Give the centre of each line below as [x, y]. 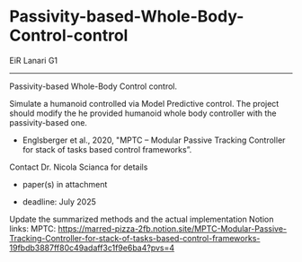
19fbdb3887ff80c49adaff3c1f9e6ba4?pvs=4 [92, 248]
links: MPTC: [33, 228]
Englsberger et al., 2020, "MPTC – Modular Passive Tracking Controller [154, 140]
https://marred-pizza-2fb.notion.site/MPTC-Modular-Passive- [173, 228]
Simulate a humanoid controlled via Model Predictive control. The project [144, 103]
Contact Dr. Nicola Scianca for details [79, 167]
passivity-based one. [49, 122]
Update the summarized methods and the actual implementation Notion [142, 219]
